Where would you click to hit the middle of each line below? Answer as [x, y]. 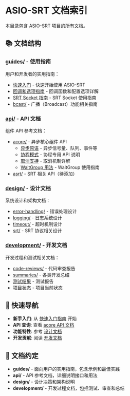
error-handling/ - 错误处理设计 [45, 212]
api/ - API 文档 [23, 119]
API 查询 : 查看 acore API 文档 [43, 325]
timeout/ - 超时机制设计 [38, 224]
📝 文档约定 [22, 356]
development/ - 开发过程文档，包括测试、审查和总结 [69, 388]
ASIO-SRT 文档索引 [47, 11]
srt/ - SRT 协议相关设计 [37, 231]
